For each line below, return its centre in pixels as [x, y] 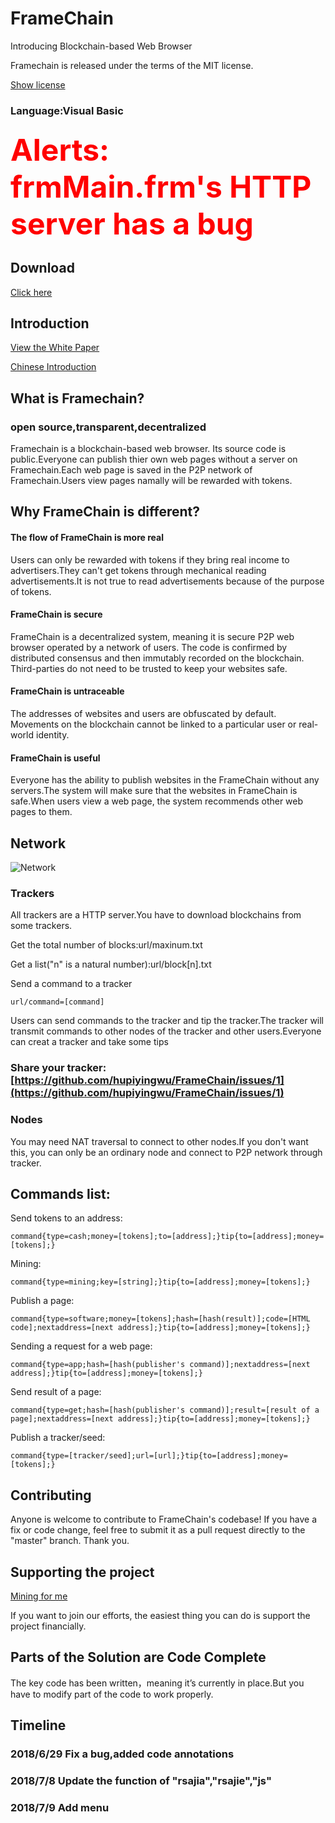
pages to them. [41, 812]
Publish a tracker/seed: [58, 1438]
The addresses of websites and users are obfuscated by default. [143, 714]
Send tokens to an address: [66, 1218]
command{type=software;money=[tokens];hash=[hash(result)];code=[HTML [160, 1319]
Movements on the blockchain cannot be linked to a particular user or [153, 724]
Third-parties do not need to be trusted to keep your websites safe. [149, 668]
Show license [38, 84]
